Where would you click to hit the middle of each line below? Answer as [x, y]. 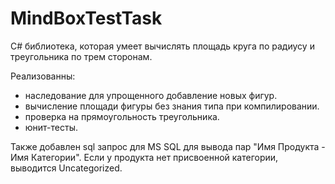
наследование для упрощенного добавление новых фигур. [151, 95]
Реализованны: [43, 76]
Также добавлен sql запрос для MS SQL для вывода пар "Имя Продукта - [168, 146]
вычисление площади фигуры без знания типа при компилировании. [172, 106]
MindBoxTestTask [86, 18]
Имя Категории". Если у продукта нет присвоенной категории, [144, 157]
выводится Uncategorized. [66, 168]
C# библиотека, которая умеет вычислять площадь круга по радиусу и [162, 46]
